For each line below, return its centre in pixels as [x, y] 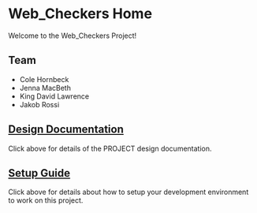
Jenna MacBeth [45, 88]
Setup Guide [39, 173]
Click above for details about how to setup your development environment [128, 192]
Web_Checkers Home [80, 14]
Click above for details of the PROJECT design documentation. [110, 148]
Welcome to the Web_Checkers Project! [73, 35]
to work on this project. [46, 200]
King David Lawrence [54, 96]
